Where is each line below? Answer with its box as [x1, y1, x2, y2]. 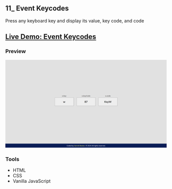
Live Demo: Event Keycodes [5, 33, 96, 41]
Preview [5, 48, 26, 55]
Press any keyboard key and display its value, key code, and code [5, 17, 144, 23]
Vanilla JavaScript [12, 178, 51, 184]
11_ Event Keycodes [5, 4, 69, 13]
